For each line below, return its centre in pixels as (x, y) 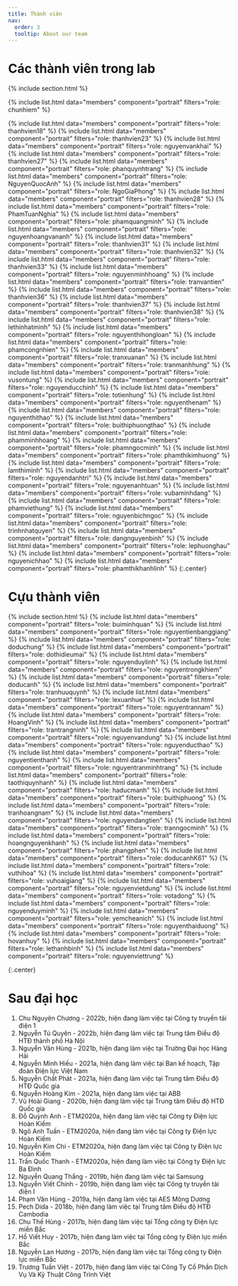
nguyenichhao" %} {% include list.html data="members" (90, 561)
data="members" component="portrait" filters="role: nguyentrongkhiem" (115, 670)
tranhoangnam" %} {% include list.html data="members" (91, 813)
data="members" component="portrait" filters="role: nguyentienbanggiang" (119, 632)
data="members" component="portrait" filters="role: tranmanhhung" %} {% (119, 365)
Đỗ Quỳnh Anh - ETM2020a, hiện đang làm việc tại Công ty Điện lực (118, 1116)
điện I (27, 1192)
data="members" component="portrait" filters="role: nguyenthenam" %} (115, 402)
